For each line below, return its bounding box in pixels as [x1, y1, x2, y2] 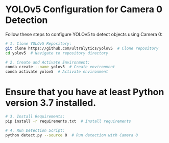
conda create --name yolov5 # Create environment [5, 65, 115, 70]
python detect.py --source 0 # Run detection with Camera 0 [5, 132, 138, 138]
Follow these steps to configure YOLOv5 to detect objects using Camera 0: [5, 31, 163, 37]
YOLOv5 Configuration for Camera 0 [5, 4, 162, 15]
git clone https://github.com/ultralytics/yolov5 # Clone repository [5, 46, 159, 51]
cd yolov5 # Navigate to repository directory [5, 50, 109, 55]
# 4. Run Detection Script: [5, 128, 65, 133]
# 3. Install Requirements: [5, 114, 65, 119]
